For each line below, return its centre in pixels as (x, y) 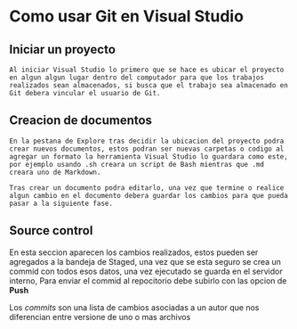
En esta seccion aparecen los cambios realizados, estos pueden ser (134, 252)
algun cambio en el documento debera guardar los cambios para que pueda (149, 195)
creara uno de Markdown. (55, 172)
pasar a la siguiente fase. (61, 203)
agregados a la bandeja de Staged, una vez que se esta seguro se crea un (145, 261)
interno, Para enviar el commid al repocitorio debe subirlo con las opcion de (148, 280)
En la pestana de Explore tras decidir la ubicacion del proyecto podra (147, 141)
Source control (51, 230)
